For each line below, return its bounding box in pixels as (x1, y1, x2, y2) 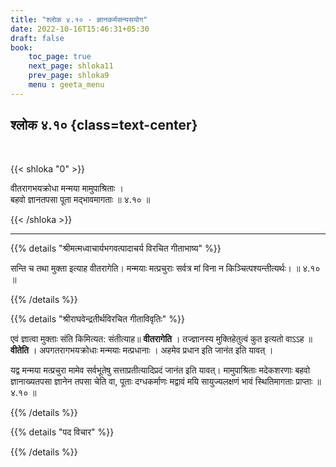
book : (10, 42, 33, 53)
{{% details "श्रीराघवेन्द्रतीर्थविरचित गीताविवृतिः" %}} (10, 312, 185, 325)
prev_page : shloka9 (28, 71, 110, 81)
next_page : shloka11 (28, 61, 114, 71)
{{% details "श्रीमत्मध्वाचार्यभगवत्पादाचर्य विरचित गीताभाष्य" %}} (10, 242, 222, 254)
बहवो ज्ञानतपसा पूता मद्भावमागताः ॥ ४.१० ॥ (10, 193, 151, 205)
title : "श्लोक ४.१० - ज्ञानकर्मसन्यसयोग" (10, 14, 148, 25)
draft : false (10, 33, 65, 43)
